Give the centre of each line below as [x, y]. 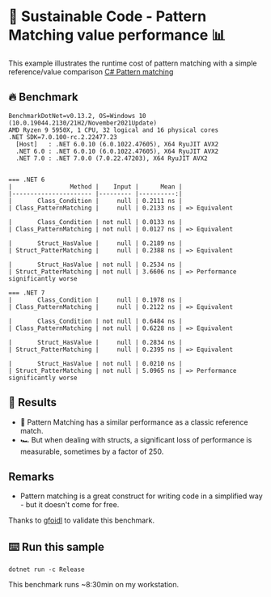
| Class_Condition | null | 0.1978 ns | [95, 300]
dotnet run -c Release [47, 569]
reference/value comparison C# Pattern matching [91, 71]
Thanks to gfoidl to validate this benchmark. [82, 520]
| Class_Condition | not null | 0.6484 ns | [95, 321]
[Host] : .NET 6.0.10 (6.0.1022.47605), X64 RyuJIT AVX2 [117, 144]
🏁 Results [32, 402]
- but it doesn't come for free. [70, 505]
